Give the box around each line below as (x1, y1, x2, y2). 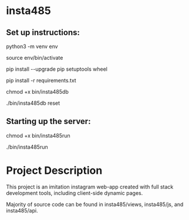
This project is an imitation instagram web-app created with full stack (6, 183, 174, 190)
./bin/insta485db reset (6, 99, 60, 106)
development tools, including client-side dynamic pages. (6, 189, 143, 197)
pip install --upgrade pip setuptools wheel (6, 66, 107, 73)
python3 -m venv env (6, 43, 58, 50)
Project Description (6, 164, 103, 177)
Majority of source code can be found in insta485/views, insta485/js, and (6, 201, 184, 208)
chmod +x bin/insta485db (6, 88, 69, 95)
